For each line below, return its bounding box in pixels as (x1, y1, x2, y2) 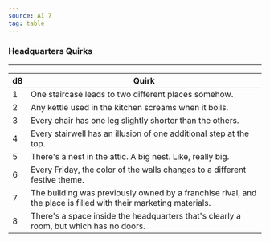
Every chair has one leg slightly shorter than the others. (31, 114, 239, 125)
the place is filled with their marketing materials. (31, 197, 211, 208)
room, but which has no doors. (31, 220, 146, 232)
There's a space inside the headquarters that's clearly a (31, 210, 241, 221)
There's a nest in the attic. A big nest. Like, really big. (31, 150, 230, 162)
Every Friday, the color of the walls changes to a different (31, 164, 247, 175)
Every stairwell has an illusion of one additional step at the (31, 128, 249, 139)
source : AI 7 (8, 11, 52, 20)
